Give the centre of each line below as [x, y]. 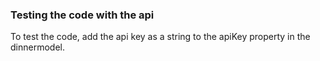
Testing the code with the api [82, 15]
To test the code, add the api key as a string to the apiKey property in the [160, 37]
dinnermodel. [37, 47]
